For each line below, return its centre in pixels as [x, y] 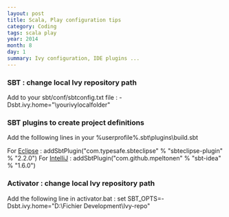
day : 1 [17, 52]
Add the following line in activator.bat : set [67, 198]
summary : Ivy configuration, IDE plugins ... [73, 59]
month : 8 [20, 45]
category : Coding [32, 26]
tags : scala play [32, 33]
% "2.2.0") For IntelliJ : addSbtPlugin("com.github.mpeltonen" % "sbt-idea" [114, 158]
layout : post [26, 13]
